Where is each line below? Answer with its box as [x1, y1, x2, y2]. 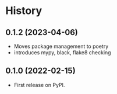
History [5, 4, 42, 18]
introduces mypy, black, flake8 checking [13, 49, 111, 56]
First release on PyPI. [13, 81, 65, 88]
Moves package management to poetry [13, 43, 109, 50]
